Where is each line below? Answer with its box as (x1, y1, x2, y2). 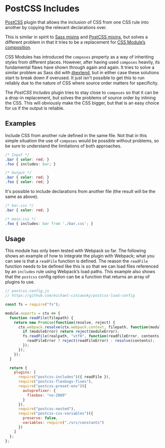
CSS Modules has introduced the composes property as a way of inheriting (5, 54, 154, 59)
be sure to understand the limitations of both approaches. (5, 143, 122, 149)
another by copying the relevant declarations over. (5, 24, 107, 30)
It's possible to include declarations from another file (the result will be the (5, 189, 156, 194)
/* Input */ (5, 152, 29, 157)
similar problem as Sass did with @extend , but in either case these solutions (5, 69, 160, 75)
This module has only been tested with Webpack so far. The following (5, 248, 146, 253)
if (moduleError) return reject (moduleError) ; (23, 329, 120, 334)
